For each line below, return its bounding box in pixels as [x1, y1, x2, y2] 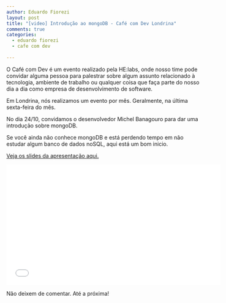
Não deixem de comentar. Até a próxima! [6, 290, 109, 297]
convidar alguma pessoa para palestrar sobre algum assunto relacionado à [6, 72, 195, 80]
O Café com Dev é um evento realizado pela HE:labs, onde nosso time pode [6, 65, 198, 73]
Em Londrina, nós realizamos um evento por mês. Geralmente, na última [6, 97, 188, 104]
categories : [6, 32, 37, 38]
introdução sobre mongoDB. [6, 122, 78, 129]
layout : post [6, 15, 40, 21]
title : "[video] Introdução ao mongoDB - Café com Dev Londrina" [6, 20, 176, 26]
